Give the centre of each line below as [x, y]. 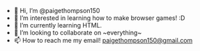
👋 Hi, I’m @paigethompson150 [57, 11]
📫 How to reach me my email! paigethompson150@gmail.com [103, 40]
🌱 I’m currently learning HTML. [58, 25]
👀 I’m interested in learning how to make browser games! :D [99, 18]
